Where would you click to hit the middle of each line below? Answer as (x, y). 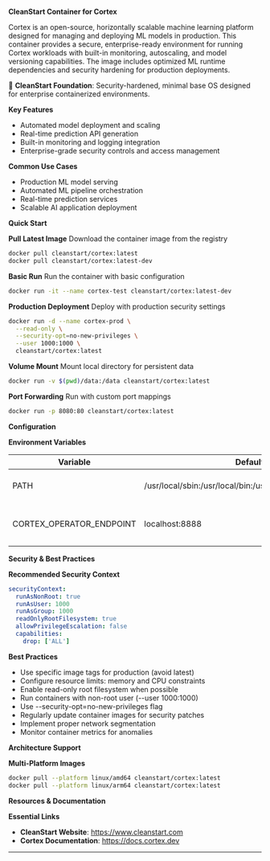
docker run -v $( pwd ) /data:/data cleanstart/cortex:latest (109, 381)
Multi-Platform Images (47, 763)
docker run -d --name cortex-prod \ (70, 321)
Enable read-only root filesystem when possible (99, 689)
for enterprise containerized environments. (79, 94)
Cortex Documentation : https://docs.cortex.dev (100, 840)
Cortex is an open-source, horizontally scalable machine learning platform (131, 27)
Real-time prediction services (69, 199)
